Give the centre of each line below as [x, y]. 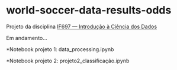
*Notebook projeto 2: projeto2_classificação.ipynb [68, 61]
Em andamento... [27, 38]
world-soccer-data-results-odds [89, 10]
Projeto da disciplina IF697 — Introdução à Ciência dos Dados [82, 26]
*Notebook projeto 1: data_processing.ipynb [60, 49]
